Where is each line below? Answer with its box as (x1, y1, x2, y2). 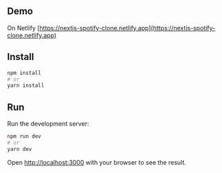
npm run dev (7, 133, 41, 140)
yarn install (7, 82, 45, 89)
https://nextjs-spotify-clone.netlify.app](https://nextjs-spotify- (39, 23, 216, 32)
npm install (7, 69, 41, 77)
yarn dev (7, 145, 32, 152)
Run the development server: (7, 120, 89, 128)
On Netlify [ (7, 23, 40, 32)
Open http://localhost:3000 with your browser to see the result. (7, 158, 187, 166)
